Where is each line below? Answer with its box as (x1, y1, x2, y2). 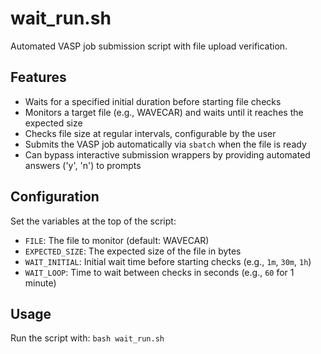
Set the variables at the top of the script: (10, 215, 177, 227)
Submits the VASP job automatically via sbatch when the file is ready (24, 138, 307, 150)
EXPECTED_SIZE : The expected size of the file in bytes (24, 245, 242, 257)
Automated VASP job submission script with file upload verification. (10, 40, 288, 52)
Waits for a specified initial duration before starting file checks (24, 95, 282, 107)
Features (10, 69, 67, 86)
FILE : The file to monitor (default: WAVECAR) (24, 234, 210, 246)
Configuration (10, 188, 100, 206)
